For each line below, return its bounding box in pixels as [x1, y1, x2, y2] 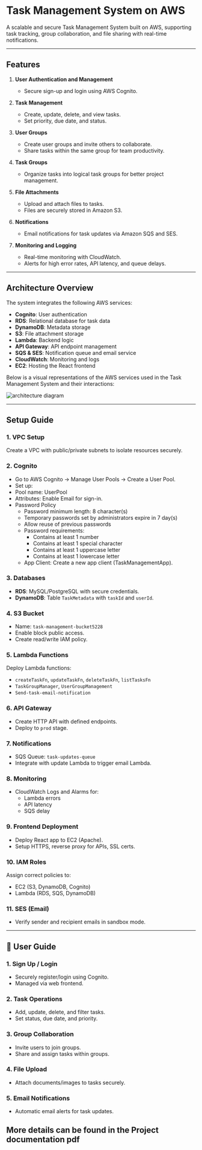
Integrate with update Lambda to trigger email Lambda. [14, 759, 151, 767]
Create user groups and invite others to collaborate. [23, 140, 152, 148]
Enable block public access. [14, 629, 85, 637]
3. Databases [6, 574, 46, 583]
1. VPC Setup [6, 433, 45, 441]
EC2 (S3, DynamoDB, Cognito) [14, 883, 91, 890]
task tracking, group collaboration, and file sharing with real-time [6, 30, 167, 37]
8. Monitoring [6, 774, 47, 782]
